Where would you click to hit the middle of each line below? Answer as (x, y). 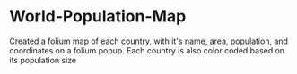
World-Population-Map (98, 16)
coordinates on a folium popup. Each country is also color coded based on (147, 50)
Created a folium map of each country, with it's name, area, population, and (149, 41)
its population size (43, 60)
